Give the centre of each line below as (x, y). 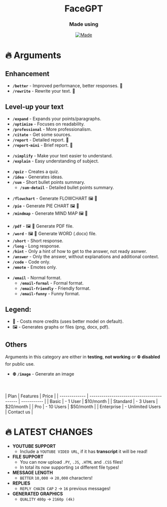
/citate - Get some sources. (42, 134)
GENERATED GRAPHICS (38, 494)
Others (16, 344)
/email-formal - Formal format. (52, 283)
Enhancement (27, 74)
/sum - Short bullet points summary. (49, 182)
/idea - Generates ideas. (38, 177)
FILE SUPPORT (28, 457)
